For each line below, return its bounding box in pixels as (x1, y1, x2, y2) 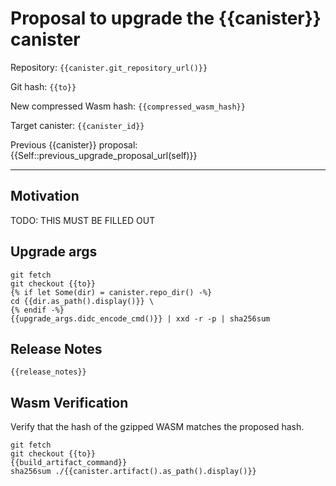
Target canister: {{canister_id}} (10, 119, 145, 131)
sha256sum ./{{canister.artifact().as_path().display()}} (10, 467, 257, 477)
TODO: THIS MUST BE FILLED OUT (10, 214, 156, 226)
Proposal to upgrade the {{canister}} (10, 7, 322, 30)
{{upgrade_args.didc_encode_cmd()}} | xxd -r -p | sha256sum (10, 313, 271, 324)
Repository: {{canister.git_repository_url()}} (10, 61, 208, 73)
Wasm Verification (10, 394, 129, 411)
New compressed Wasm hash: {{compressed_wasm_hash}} (10, 100, 246, 112)
